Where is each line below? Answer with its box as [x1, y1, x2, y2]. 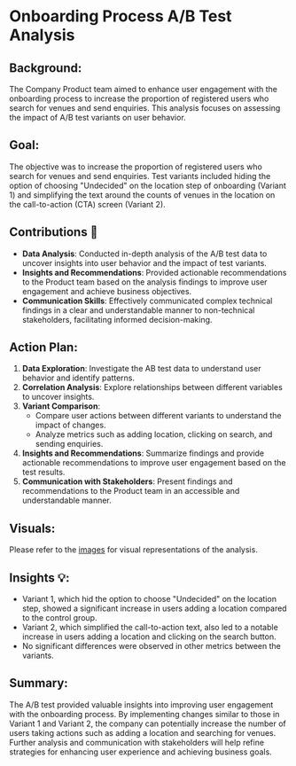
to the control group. [21, 613, 97, 623]
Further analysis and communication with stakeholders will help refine [9, 737, 264, 747]
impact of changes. [35, 419, 106, 431]
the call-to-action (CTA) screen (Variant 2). [9, 199, 166, 209]
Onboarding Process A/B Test [9, 6, 232, 27]
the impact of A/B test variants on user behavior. [9, 113, 186, 122]
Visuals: [9, 520, 56, 535]
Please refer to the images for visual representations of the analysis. [9, 544, 259, 555]
